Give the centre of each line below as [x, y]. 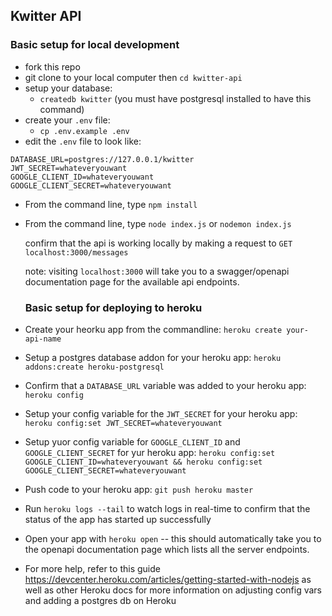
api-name [43, 339]
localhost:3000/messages [76, 252]
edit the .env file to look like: [83, 141]
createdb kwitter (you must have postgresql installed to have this [175, 98]
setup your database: [68, 88]
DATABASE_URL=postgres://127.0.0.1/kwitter [102, 159]
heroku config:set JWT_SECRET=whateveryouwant [123, 423]
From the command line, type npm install [111, 204]
